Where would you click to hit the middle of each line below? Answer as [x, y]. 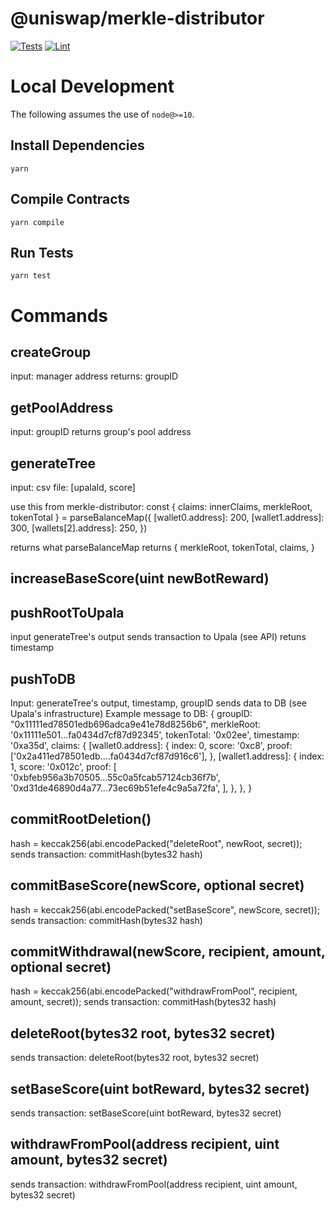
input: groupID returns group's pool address [101, 432]
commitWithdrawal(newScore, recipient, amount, [168, 951]
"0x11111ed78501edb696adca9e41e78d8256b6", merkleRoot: [135, 724]
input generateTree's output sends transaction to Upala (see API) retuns [158, 637]
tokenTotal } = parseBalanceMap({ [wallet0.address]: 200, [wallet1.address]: [167, 517]
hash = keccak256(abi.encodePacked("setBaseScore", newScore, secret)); [165, 909]
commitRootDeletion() [81, 819]
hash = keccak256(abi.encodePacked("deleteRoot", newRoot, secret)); [156, 843]
